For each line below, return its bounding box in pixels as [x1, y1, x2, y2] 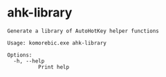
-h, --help [13, 57, 45, 65]
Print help [37, 63, 70, 70]
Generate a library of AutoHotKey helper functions [7, 27, 159, 34]
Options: [7, 52, 33, 58]
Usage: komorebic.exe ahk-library [7, 39, 107, 46]
